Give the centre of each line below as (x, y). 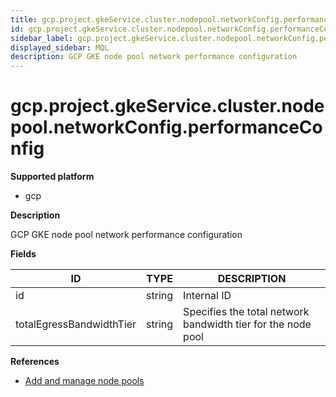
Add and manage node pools (84, 381)
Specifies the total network (246, 312)
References (35, 362)
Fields (23, 254)
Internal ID (207, 296)
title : (24, 19)
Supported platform (52, 177)
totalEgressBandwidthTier (76, 324)
